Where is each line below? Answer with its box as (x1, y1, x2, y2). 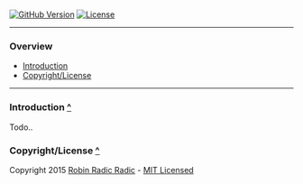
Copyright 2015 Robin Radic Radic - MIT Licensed (9, 165, 194, 176)
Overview (9, 41, 53, 53)
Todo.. (9, 122, 33, 133)
